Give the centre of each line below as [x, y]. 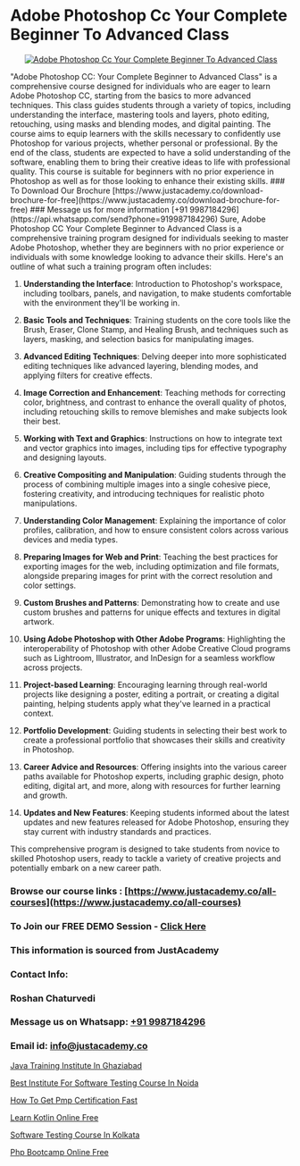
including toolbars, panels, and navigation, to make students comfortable [157, 293]
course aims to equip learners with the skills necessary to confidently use [146, 133]
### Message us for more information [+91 [109, 209]
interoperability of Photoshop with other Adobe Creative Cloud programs [157, 648]
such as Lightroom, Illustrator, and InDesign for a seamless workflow [149, 658]
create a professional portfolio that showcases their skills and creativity [154, 740]
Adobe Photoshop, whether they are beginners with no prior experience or [147, 247]
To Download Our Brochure [60, 190]
